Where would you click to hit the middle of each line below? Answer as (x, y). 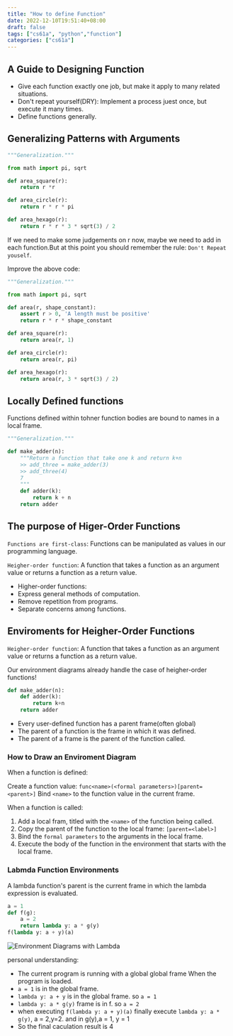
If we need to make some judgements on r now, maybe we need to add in (114, 239)
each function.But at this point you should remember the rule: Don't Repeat (117, 247)
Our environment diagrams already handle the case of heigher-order (107, 669)
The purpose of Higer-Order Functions (94, 527)
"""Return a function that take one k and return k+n (101, 458)
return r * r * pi (47, 207)
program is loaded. (45, 981)
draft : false (27, 27)
